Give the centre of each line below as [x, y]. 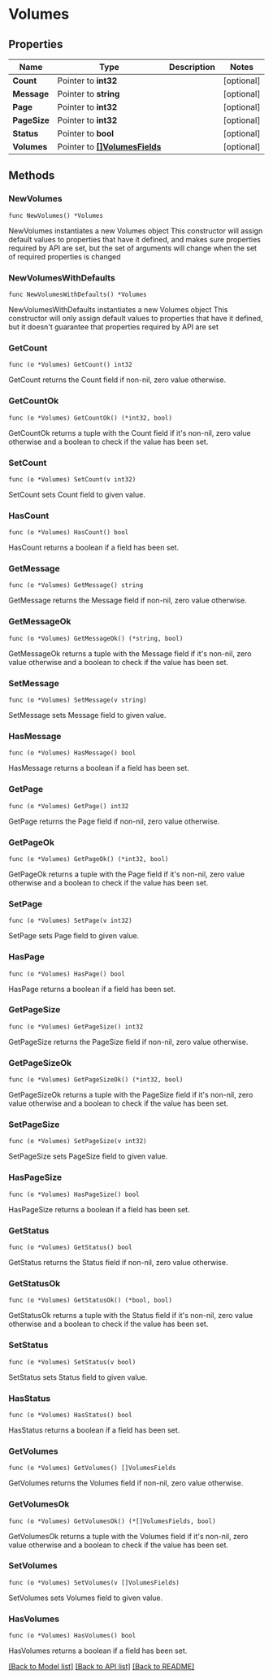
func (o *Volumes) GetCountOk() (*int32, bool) [91, 418]
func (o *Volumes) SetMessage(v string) [78, 700]
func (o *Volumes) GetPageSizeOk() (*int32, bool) [96, 1080]
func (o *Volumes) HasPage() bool [67, 974]
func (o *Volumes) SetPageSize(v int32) [78, 1142]
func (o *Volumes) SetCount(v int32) [72, 479]
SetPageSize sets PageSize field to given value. [88, 1156]
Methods [32, 176]
